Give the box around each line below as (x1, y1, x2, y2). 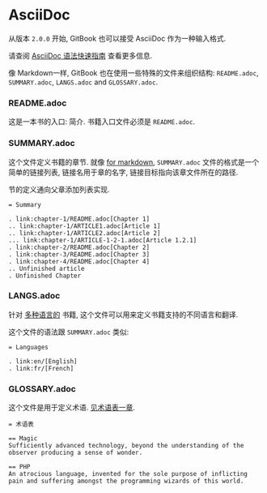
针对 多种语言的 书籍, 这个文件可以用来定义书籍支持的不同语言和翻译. (8, 310, 239, 319)
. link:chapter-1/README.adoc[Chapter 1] (8, 215, 150, 223)
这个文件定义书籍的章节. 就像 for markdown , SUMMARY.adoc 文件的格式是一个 (8, 156, 260, 167)
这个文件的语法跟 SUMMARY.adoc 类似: (8, 327, 129, 337)
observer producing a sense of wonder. (8, 448, 143, 457)
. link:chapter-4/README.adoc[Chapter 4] (8, 257, 150, 265)
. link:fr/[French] (8, 364, 74, 372)
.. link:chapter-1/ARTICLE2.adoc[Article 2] (8, 229, 161, 237)
